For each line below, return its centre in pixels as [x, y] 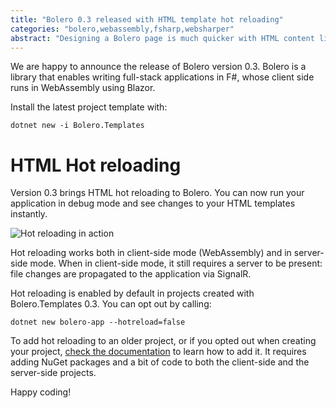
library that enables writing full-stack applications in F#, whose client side [162, 77]
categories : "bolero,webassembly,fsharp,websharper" [122, 29]
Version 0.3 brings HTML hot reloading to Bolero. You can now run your [157, 193]
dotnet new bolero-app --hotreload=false [98, 322]
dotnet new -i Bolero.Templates [77, 126]
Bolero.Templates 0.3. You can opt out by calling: [111, 304]
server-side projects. [53, 373]
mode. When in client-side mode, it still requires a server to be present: [176, 263]
